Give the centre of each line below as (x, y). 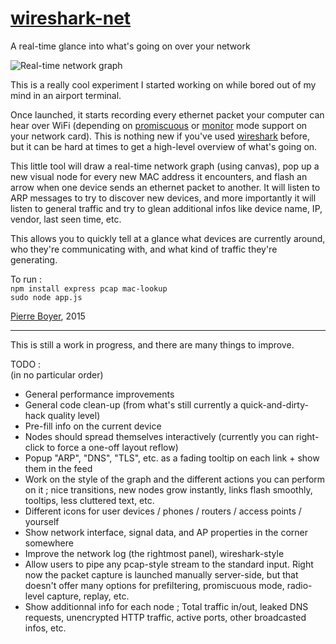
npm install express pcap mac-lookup (89, 288)
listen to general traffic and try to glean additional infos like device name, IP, (166, 208)
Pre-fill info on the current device (93, 426)
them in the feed (58, 468)
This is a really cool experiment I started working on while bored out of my (163, 84)
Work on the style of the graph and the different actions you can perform (175, 479)
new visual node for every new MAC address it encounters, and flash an (159, 176)
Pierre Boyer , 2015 (48, 316)
